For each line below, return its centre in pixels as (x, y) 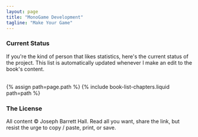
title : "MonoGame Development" (45, 17)
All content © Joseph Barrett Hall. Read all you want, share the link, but (93, 121)
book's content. (25, 69)
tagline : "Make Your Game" (39, 23)
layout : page (22, 12)
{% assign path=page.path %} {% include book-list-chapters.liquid (88, 87)
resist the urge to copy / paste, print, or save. (61, 128)
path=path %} (23, 93)
